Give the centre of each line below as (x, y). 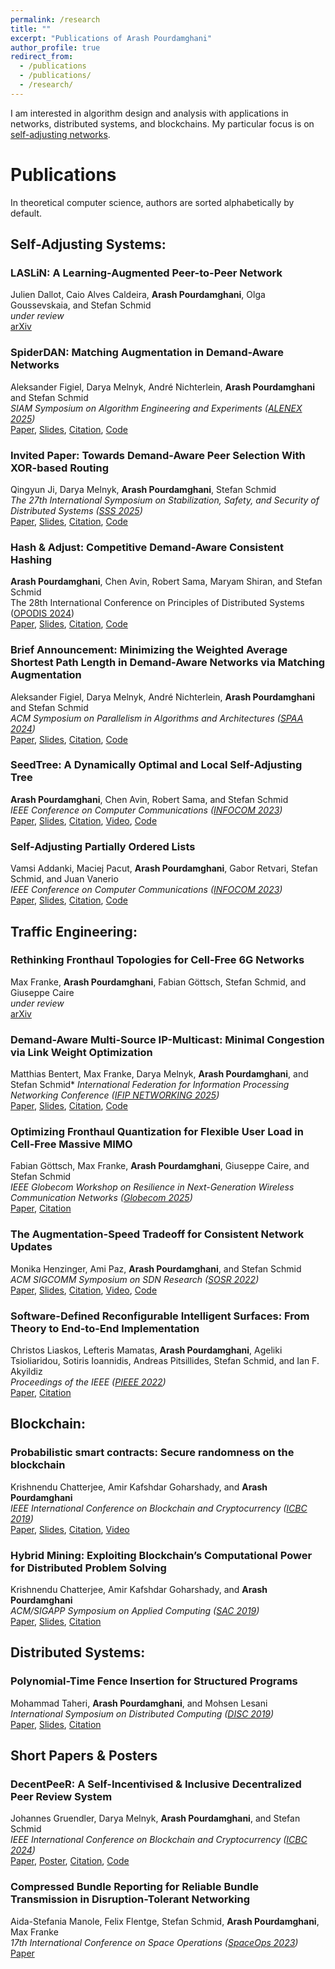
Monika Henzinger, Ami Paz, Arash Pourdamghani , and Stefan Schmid (156, 1268)
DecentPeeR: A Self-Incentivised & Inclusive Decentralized (156, 1784)
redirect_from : (42, 57)
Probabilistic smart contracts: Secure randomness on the (152, 1453)
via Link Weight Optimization (81, 1052)
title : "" (31, 29)
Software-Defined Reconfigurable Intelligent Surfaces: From (160, 1316)
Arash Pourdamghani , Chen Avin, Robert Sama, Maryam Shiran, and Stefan (166, 582)
